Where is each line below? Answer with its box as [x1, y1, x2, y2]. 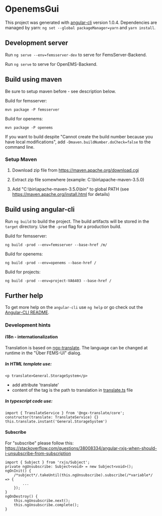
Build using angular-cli [5, 206, 75, 214]
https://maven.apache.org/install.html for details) [12, 191, 110, 197]
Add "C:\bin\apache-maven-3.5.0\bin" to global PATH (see [12, 186, 130, 192]
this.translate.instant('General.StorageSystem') [5, 419, 108, 424]
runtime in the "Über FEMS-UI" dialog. [5, 350, 81, 356]
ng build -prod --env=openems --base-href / [5, 260, 97, 265]
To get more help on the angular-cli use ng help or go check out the [5, 305, 143, 310]
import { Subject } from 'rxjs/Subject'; [5, 459, 90, 465]
